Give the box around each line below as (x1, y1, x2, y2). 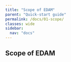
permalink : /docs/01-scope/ (5, 16, 64, 21)
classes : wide (5, 21, 35, 26)
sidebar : (5, 26, 24, 31)
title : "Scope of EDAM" (5, 7, 55, 12)
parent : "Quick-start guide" (5, 12, 66, 17)
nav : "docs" (10, 30, 35, 35)
